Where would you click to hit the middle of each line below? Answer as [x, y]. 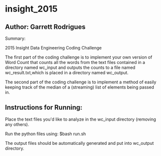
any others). [17, 124]
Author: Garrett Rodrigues [45, 27]
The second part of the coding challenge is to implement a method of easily [81, 82]
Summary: [15, 38]
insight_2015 [32, 9]
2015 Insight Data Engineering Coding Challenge [53, 48]
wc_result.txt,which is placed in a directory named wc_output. [67, 73]
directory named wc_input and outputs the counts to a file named [70, 67]
